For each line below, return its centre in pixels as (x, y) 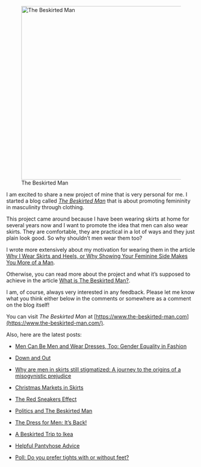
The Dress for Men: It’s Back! (51, 423)
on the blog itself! (28, 305)
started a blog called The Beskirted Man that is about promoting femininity (98, 201)
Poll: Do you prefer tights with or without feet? (72, 457)
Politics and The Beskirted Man (54, 411)
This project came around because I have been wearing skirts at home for (98, 219)
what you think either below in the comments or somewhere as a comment (99, 298)
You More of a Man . (31, 262)
